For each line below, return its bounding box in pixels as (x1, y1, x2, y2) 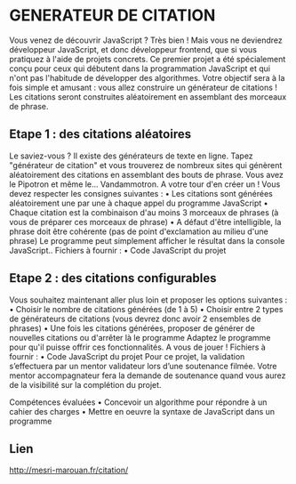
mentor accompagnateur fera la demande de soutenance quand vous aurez (9, 370, 286, 381)
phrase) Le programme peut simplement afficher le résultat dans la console (9, 235, 285, 246)
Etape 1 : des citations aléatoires (9, 126, 192, 142)
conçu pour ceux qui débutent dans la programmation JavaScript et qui (9, 63, 271, 74)
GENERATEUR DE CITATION (9, 5, 216, 26)
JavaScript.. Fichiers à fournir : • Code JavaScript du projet (9, 245, 227, 255)
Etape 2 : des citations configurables (9, 270, 217, 286)
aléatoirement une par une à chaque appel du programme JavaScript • (9, 198, 268, 208)
